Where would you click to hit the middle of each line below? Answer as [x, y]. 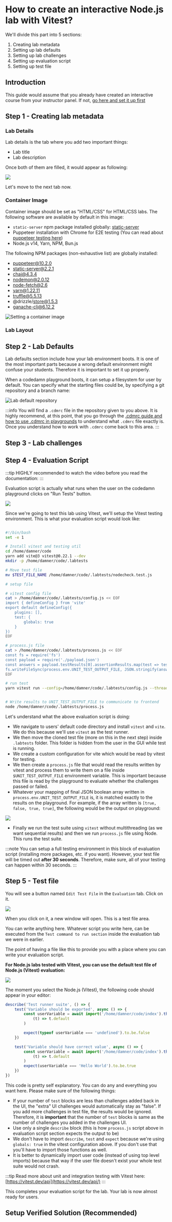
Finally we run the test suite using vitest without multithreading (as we [88, 827]
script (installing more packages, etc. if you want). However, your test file [82, 854]
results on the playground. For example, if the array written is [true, [84, 803]
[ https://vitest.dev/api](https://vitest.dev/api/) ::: [56, 1181]
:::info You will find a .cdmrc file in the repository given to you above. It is [81, 410]
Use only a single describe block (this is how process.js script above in [88, 1128]
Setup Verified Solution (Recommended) [71, 1213]
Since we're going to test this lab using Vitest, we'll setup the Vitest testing [84, 513]
